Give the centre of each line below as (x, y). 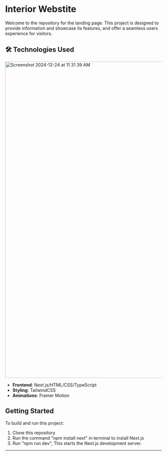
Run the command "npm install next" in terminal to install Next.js (78, 438)
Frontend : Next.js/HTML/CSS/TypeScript (54, 385)
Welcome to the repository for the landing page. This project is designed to (82, 23)
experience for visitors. (29, 33)
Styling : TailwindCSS (34, 390)
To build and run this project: (35, 423)
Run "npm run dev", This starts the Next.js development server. (77, 443)
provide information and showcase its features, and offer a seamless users (82, 28)
